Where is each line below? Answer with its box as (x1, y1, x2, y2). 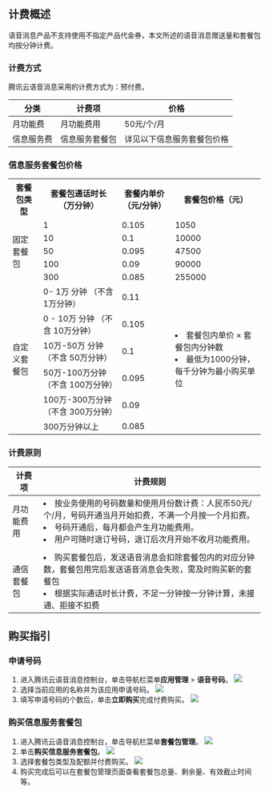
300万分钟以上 (42, 421, 99, 432)
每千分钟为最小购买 (175, 366, 247, 377)
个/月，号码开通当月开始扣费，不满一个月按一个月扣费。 (43, 509, 255, 520)
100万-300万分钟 (42, 395, 112, 406)
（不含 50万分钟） (42, 352, 112, 363)
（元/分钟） (122, 200, 167, 211)
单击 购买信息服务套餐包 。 (19, 747, 105, 756)
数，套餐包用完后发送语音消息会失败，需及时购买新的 (43, 563, 244, 575)
